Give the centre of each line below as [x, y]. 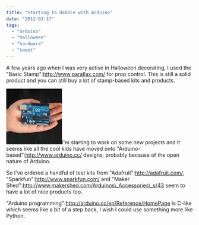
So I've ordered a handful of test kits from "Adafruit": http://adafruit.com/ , [95, 173]
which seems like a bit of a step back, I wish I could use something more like [99, 209]
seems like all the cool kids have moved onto [61, 148]
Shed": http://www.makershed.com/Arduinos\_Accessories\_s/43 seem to [96, 185]
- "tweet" [23, 50]
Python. [16, 216]
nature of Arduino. [29, 161]
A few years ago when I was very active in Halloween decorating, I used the [99, 68]
